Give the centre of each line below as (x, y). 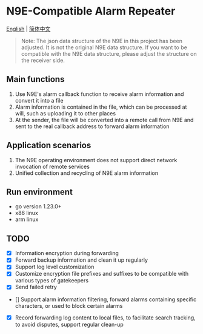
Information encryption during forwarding (67, 253)
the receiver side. (43, 60)
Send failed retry (36, 287)
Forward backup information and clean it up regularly (82, 260)
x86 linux (26, 213)
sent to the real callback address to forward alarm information (92, 126)
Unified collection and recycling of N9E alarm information (87, 173)
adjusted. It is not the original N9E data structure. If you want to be (104, 47)
